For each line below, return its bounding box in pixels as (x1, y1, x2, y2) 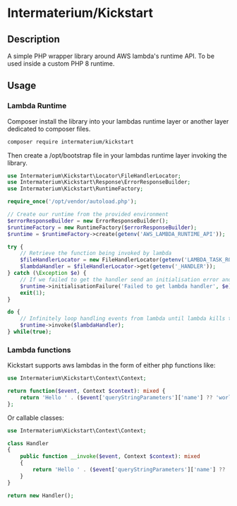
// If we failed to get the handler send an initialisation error (20, 276, 219, 283)
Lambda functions (7, 345, 71, 355)
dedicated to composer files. (7, 124, 91, 133)
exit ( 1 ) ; (20, 289, 46, 296)
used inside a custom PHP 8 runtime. (7, 59, 115, 68)
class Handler (7, 440, 49, 447)
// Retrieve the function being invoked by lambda (20, 249, 172, 257)
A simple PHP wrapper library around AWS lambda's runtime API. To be (7, 52, 215, 60)
